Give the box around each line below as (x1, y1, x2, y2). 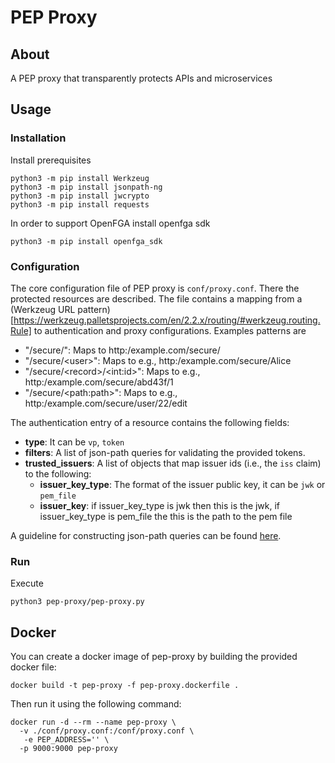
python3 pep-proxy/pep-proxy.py (10, 597, 145, 607)
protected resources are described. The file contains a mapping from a (10, 292, 303, 305)
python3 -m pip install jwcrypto (10, 191, 150, 201)
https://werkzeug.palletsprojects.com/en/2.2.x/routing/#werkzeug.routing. (13, 314, 321, 326)
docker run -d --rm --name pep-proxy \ (10, 717, 177, 728)
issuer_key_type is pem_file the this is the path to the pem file (39, 510, 293, 522)
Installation (10, 131, 67, 145)
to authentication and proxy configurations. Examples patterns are (33, 324, 307, 336)
